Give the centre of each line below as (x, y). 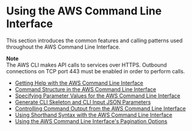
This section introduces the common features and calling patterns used (94, 40)
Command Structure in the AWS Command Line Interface (85, 89)
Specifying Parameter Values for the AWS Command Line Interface (97, 96)
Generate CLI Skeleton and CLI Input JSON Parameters (83, 102)
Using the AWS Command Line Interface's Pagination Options (91, 121)
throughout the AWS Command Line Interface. (63, 47)
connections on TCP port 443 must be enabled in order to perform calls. (96, 71)
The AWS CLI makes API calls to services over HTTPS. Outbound (86, 65)
